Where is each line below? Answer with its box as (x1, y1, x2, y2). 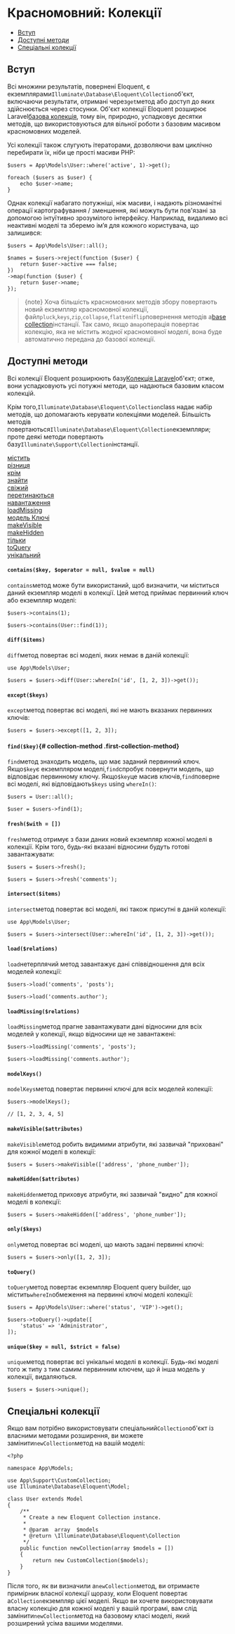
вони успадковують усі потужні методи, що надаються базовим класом (7, 381, 224, 390)
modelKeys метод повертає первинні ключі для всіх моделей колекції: (7, 1085, 213, 1093)
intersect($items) (7, 891, 61, 898)
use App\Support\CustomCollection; (7, 1477, 112, 1484)
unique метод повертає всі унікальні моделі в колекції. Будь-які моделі (7, 1358, 219, 1366)
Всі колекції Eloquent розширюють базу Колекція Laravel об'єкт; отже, (7, 374, 215, 382)
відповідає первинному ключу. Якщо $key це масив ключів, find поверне (7, 772, 220, 781)
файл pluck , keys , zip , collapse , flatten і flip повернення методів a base (24, 312, 227, 321)
